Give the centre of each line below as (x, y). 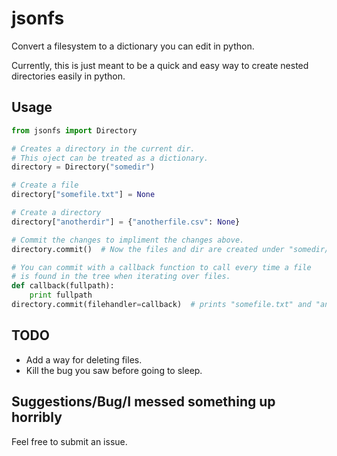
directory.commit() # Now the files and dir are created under (148, 249)
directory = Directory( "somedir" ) (83, 167)
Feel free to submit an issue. (69, 441)
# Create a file (45, 185)
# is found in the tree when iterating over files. (121, 277)
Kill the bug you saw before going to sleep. (114, 370)
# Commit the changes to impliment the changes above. (128, 240)
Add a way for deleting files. (84, 359)
